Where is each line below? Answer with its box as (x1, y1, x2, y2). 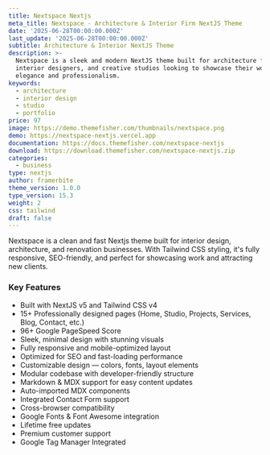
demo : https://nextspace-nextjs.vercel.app (8, 131, 157, 139)
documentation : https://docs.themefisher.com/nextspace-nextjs (8, 139, 225, 147)
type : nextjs (8, 169, 52, 177)
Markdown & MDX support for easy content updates (19, 377, 193, 387)
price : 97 (8, 117, 42, 125)
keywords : (8, 79, 42, 87)
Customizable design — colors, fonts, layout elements (19, 360, 199, 370)
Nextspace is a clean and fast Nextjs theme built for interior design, (8, 236, 231, 246)
